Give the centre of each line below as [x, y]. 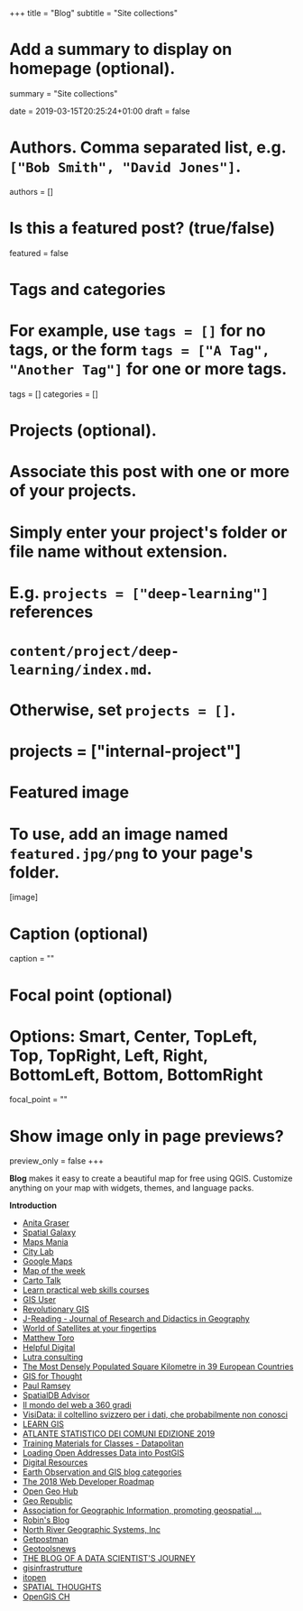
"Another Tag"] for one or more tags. [148, 369]
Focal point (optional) [91, 995]
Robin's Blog [46, 1520]
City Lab [38, 1252]
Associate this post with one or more [150, 472]
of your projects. [73, 491]
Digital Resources [55, 1463]
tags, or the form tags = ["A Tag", [140, 350]
